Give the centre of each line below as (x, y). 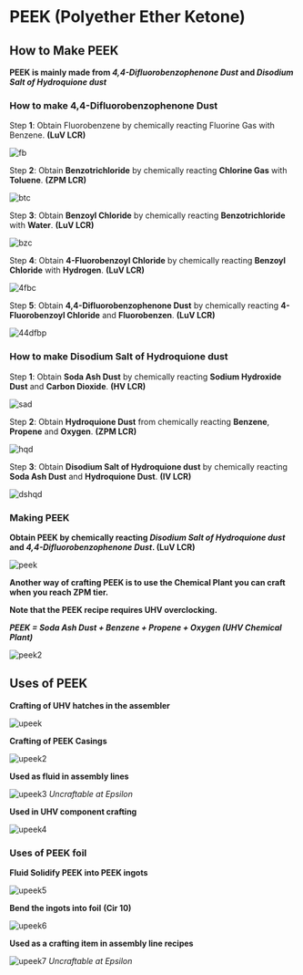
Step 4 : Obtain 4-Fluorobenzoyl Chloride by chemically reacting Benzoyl (148, 261)
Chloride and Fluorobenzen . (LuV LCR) (141, 316)
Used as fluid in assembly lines (69, 776)
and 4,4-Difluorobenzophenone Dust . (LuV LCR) (102, 547)
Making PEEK (40, 517)
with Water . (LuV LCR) (52, 225)
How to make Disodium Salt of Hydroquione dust (119, 357)
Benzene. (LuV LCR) (48, 135)
